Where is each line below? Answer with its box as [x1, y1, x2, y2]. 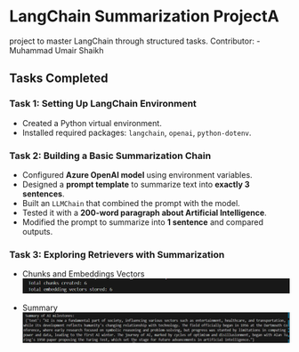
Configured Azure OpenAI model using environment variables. [21, 169, 253, 180]
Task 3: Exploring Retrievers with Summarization [9, 248, 225, 260]
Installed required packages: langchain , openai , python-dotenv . [21, 127, 252, 138]
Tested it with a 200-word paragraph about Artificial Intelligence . [21, 207, 267, 218]
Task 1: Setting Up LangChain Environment [9, 98, 198, 110]
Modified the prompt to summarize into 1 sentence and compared [21, 216, 264, 228]
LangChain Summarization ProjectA [9, 6, 279, 27]
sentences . [21, 188, 65, 199]
